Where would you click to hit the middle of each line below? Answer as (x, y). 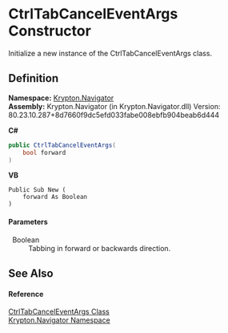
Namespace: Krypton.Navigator (61, 98)
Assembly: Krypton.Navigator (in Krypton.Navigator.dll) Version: (114, 106)
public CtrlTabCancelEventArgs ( (62, 145)
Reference (26, 294)
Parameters (28, 221)
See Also (31, 273)
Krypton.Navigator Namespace (59, 320)
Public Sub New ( (37, 190)
